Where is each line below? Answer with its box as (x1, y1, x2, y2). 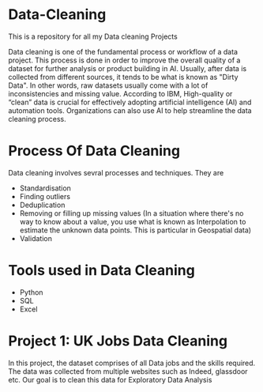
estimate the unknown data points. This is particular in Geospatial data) (19, 225, 251, 235)
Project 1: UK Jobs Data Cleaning (8, 332, 227, 349)
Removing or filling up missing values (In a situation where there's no (19, 208, 244, 218)
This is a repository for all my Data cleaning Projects (8, 32, 178, 41)
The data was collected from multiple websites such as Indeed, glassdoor (8, 366, 248, 376)
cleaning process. (8, 114, 66, 123)
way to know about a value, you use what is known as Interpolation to (19, 217, 246, 226)
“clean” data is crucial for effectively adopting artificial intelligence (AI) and (8, 97, 252, 107)
